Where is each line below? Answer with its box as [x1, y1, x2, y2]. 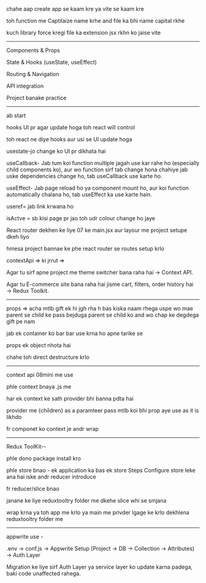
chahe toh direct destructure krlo [6, 353, 90, 361]
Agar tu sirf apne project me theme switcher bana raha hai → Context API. [6, 269, 194, 276]
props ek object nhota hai [6, 342, 71, 349]
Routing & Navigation [6, 71, 59, 77]
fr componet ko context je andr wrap [6, 425, 99, 432]
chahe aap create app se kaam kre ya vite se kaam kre [6, 6, 144, 12]
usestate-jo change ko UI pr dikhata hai [6, 147, 106, 155]
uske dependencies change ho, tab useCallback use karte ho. [6, 172, 162, 180]
